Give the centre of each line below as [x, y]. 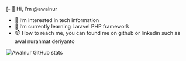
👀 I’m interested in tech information [57, 20]
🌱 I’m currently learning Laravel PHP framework [72, 26]
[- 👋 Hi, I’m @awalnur [32, 9]
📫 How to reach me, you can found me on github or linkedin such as [97, 33]
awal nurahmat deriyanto [44, 41]
